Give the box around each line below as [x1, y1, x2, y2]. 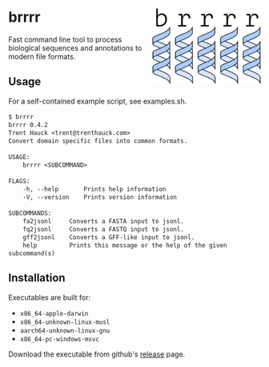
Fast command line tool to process [8, 35, 122, 44]
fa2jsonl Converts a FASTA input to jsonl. [22, 217, 184, 225]
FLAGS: [8, 177, 30, 185]
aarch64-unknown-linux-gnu [19, 326, 110, 335]
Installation [8, 271, 66, 285]
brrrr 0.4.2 [8, 120, 48, 128]
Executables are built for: [8, 292, 90, 302]
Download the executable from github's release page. [8, 349, 186, 359]
